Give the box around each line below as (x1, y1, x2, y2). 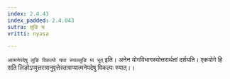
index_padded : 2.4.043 (7, 17, 75, 24)
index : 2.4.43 (7, 10, 50, 18)
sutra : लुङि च (7, 23, 45, 30)
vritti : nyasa (7, 30, 50, 37)
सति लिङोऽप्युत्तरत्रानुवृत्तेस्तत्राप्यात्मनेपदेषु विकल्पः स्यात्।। (7, 63, 136, 72)
